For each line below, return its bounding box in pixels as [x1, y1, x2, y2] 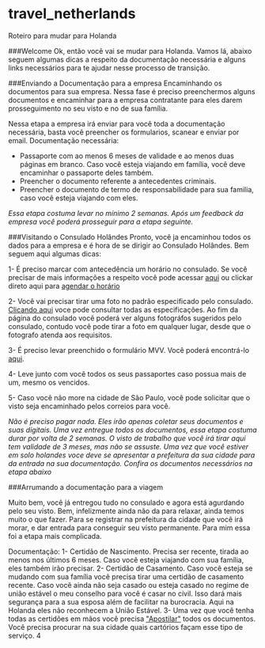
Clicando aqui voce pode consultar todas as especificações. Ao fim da [8, 305, 239, 314]
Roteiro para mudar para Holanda [8, 31, 117, 40]
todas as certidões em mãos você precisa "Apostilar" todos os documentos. [8, 614, 256, 623]
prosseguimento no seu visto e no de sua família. [8, 104, 168, 113]
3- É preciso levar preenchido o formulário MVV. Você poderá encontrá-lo [8, 345, 250, 354]
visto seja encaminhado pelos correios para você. [8, 401, 171, 411]
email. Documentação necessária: [8, 135, 119, 145]
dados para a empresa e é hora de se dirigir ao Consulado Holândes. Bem [8, 241, 249, 250]
